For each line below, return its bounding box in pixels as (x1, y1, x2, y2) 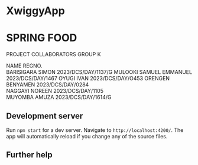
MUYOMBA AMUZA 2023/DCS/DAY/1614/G (6, 93, 112, 101)
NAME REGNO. (6, 62, 43, 69)
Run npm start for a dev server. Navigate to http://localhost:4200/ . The (6, 126, 184, 134)
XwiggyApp (6, 4, 65, 18)
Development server (6, 111, 83, 121)
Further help (6, 150, 53, 160)
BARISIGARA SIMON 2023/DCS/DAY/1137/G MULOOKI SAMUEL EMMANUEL (6, 69, 193, 76)
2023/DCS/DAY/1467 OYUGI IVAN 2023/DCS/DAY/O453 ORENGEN (6, 75, 170, 82)
